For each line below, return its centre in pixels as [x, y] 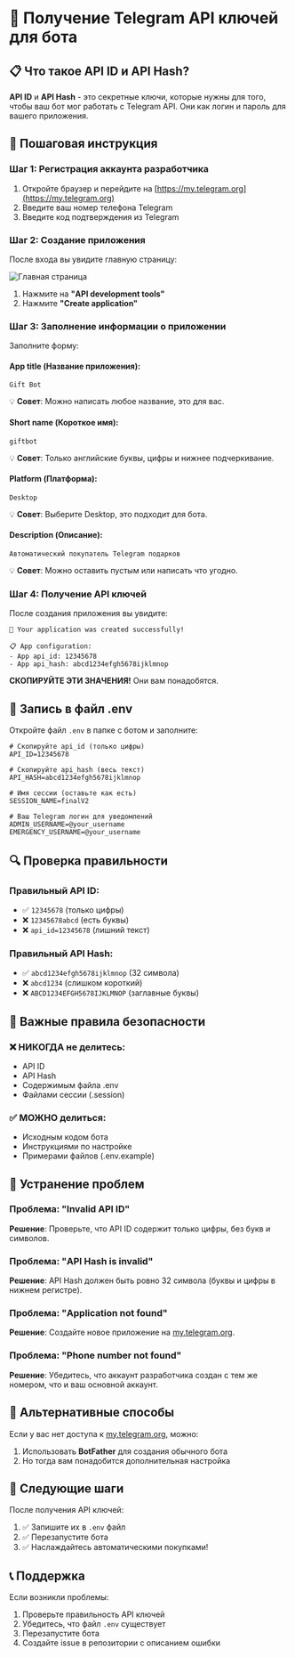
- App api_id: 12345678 [53, 657]
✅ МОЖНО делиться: [58, 1117]
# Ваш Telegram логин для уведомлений [81, 817]
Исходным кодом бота [65, 1137]
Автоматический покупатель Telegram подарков [95, 554]
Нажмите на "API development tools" [93, 294]
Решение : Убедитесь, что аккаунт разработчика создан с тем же [134, 1375]
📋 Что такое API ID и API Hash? [99, 71]
